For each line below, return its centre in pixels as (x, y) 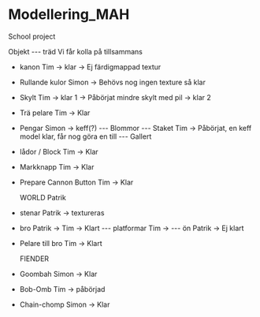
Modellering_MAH (69, 15)
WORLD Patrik (43, 197)
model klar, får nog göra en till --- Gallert (85, 136)
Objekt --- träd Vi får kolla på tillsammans (76, 51)
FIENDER (34, 259)
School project (32, 36)
